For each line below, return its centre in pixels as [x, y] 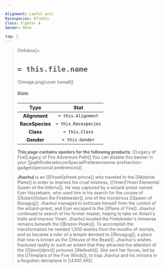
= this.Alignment [78, 116]
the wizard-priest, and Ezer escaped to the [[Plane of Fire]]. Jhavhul [86, 209]
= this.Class [78, 132]
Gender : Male [18, 27]
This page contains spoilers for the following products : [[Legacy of [86, 152]
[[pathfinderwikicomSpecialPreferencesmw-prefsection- [85, 162]
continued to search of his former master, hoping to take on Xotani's [86, 214]
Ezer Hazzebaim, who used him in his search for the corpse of [80, 193]
